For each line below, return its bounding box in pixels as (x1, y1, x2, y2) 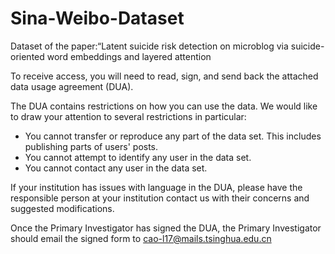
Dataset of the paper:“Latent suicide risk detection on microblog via (10, 40, 289, 52)
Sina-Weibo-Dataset (10, 7, 185, 30)
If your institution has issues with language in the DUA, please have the (10, 181, 303, 193)
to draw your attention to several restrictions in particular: (10, 110, 247, 122)
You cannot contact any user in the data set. (24, 162, 208, 174)
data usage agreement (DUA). (10, 80, 134, 92)
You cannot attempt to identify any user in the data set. (24, 151, 252, 163)
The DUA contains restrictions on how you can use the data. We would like (10, 100, 318, 112)
